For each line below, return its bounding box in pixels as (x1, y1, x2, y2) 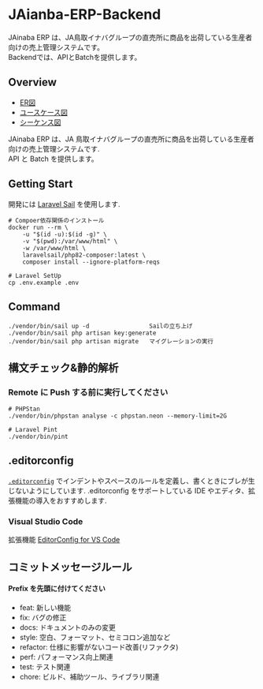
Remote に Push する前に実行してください (8, 387, 169, 398)
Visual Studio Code (8, 515, 83, 526)
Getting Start (8, 178, 73, 191)
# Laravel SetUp (8, 271, 61, 279)
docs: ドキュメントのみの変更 (19, 622, 117, 632)
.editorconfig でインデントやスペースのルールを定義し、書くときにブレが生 (8, 476, 256, 485)
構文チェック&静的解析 (8, 361, 120, 374)
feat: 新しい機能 (19, 602, 72, 612)
